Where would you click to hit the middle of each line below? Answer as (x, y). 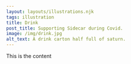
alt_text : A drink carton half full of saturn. (66, 39)
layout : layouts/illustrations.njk (50, 12)
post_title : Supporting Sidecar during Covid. (65, 28)
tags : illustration (30, 17)
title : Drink (22, 23)
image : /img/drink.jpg (34, 34)
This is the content (29, 56)
